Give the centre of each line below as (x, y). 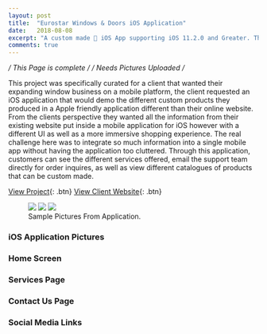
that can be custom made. (51, 177)
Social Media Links (45, 322)
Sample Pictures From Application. (85, 216)
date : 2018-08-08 (41, 30)
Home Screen (35, 258)
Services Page (37, 279)
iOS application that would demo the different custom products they (119, 100)
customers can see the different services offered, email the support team (128, 159)
